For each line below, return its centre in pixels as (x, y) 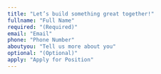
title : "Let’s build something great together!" (81, 14)
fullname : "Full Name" (41, 20)
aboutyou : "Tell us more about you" (62, 47)
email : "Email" (30, 33)
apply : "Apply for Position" (51, 60)
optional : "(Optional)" (43, 54)
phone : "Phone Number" (41, 40)
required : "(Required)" (43, 27)
